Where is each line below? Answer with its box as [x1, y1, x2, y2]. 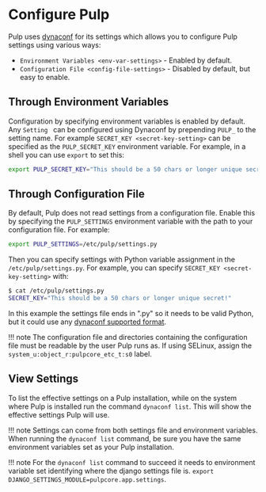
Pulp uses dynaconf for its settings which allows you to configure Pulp [8, 32, 237, 41]
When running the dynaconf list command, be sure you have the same [8, 433, 241, 443]
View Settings [8, 372, 79, 386]
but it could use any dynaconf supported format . [8, 317, 167, 326]
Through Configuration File [8, 188, 145, 201]
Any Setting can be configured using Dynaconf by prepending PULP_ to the [8, 124, 256, 134]
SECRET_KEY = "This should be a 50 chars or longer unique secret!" [8, 295, 232, 303]
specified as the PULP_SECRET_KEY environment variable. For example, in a [8, 141, 246, 151]
